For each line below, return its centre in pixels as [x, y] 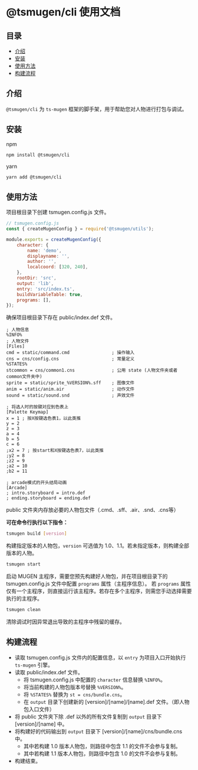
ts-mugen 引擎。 [34, 665]
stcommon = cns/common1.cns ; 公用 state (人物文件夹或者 [92, 371]
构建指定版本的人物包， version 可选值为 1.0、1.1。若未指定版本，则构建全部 [98, 546]
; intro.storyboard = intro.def [46, 493]
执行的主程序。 [24, 599]
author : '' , [42, 261]
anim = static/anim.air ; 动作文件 [70, 389]
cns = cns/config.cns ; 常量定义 [70, 359]
